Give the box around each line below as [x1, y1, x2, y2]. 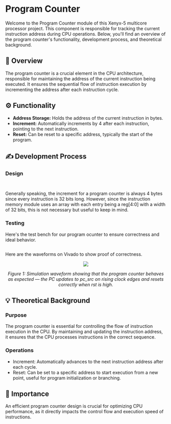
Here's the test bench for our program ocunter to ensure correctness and [5, 231, 160, 237]
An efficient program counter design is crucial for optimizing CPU [5, 403, 143, 409]
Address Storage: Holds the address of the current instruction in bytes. [12, 115, 163, 121]
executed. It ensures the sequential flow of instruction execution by [5, 81, 147, 87]
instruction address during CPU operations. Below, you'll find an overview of [5, 31, 166, 37]
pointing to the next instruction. [12, 126, 79, 132]
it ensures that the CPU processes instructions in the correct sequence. [5, 334, 156, 340]
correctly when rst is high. [58, 281, 113, 287]
